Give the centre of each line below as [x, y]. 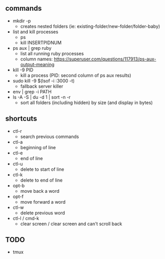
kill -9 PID [23, 70]
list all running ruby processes [52, 53]
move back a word [40, 191]
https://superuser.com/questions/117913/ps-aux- [105, 59]
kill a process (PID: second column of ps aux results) [76, 75]
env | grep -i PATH [32, 91]
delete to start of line [42, 169]
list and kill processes [36, 32]
